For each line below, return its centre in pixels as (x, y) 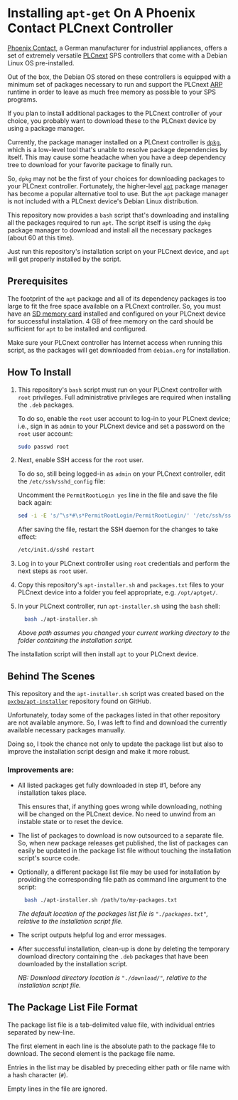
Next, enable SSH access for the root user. (81, 460)
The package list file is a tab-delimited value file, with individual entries (111, 1025)
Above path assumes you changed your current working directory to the (124, 633)
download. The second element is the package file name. (91, 1053)
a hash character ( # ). (38, 1074)
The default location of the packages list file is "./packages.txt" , (113, 914)
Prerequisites (38, 281)
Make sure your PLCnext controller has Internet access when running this (115, 342)
